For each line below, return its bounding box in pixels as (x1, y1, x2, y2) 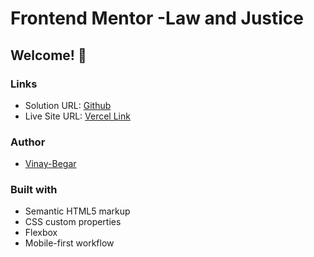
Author (10, 135, 46, 149)
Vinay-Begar (24, 158, 77, 170)
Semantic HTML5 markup (24, 205, 131, 217)
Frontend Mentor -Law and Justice (10, 7, 305, 30)
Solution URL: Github (24, 99, 112, 111)
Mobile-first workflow (24, 237, 115, 249)
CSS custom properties (24, 216, 122, 228)
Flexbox (24, 227, 58, 239)
